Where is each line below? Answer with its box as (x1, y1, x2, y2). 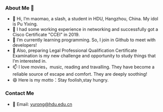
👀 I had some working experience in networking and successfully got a (12, 26, 159, 32)
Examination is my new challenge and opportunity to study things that (12, 53, 156, 59)
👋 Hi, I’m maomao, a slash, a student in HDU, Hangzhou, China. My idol (12, 16, 159, 22)
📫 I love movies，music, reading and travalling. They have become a (12, 64, 155, 70)
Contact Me (5, 90, 34, 97)
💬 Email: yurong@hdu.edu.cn (12, 101, 72, 107)
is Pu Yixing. (12, 21, 38, 27)
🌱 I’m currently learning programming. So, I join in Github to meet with (12, 37, 156, 43)
